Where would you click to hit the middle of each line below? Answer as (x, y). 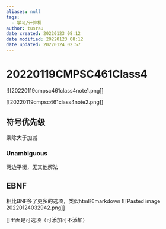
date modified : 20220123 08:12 (45, 39)
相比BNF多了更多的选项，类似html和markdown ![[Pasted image (83, 201)
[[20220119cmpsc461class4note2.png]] (55, 102)
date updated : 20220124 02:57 (44, 45)
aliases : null (24, 12)
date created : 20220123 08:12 (44, 34)
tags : (13, 17)
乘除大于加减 (22, 138)
